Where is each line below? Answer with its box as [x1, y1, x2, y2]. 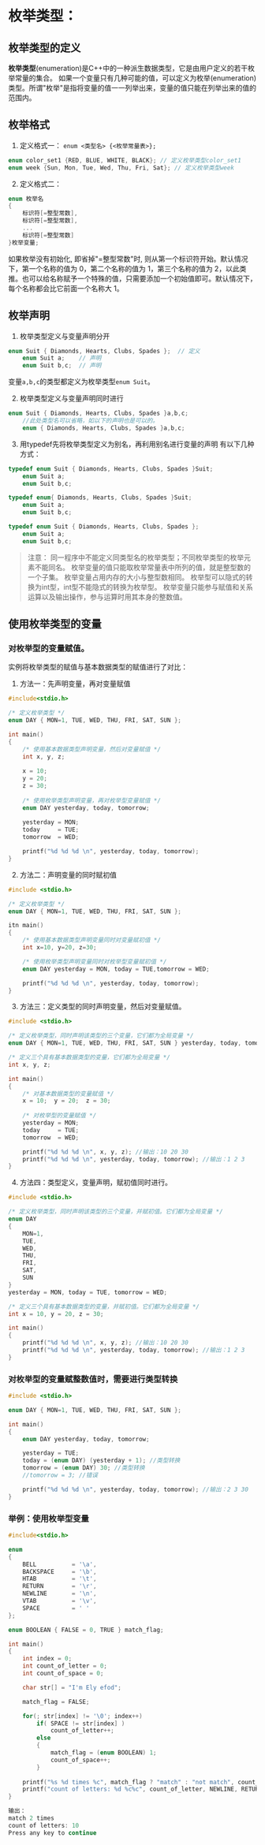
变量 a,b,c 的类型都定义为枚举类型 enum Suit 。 [8, 377, 155, 386]
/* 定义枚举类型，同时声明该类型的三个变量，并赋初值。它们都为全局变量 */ [8, 1208, 223, 1216]
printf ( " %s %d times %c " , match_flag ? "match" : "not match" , [22, 1778, 235, 1786]
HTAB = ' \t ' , [22, 1575, 97, 1583]
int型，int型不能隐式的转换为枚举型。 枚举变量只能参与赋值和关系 [41, 582, 254, 591]
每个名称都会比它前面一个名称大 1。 [8, 283, 124, 293]
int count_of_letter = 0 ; [22, 1662, 108, 1670]
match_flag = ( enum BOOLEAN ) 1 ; [50, 1749, 157, 1757]
